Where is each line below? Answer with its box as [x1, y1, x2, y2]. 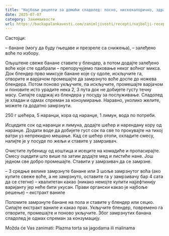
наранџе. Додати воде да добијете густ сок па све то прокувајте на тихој [5, 128, 163, 134]
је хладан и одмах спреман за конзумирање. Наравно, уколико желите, [5, 97, 161, 103]
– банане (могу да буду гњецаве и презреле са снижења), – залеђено [5, 45, 156, 51]
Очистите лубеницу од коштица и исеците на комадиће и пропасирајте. [5, 148, 160, 154]
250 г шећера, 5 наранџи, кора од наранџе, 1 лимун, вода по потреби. [5, 112, 156, 119]
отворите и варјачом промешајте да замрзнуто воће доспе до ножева [5, 76, 157, 82]
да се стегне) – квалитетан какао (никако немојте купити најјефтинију [5, 179, 156, 185]
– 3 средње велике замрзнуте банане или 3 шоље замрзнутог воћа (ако [5, 168, 161, 174]
